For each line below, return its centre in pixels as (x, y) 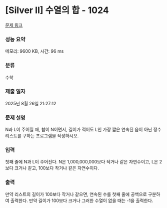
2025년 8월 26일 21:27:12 (31, 103)
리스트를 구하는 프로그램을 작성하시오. (42, 136)
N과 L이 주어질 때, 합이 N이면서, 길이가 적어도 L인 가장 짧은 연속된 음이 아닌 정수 (83, 130)
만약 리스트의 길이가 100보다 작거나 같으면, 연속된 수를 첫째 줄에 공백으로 (76, 194)
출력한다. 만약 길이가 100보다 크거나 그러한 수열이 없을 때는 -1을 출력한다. (82, 200)
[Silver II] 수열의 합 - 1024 (57, 10)
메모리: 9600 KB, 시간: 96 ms (34, 51)
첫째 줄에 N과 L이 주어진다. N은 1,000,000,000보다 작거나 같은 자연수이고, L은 (82, 162)
